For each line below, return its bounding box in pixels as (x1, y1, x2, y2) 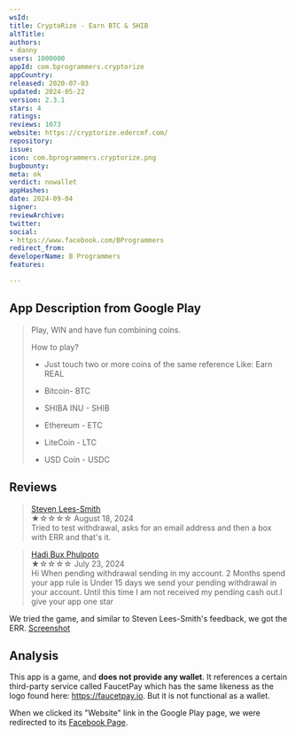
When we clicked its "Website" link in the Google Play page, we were (9, 708, 261, 718)
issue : (9, 145, 34, 153)
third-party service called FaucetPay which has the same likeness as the (9, 681, 275, 692)
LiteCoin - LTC (43, 436, 97, 448)
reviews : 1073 (9, 121, 62, 129)
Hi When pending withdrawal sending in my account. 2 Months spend (30, 568, 286, 578)
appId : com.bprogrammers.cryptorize (9, 63, 144, 72)
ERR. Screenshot (9, 622, 71, 633)
